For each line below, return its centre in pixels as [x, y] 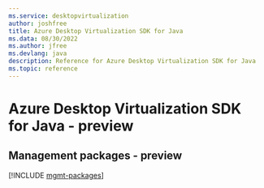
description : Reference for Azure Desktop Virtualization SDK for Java [132, 62]
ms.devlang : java [38, 53]
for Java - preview [71, 126]
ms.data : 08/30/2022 [43, 38]
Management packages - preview [95, 156]
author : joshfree [38, 23]
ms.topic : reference [43, 69]
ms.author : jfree [38, 46]
